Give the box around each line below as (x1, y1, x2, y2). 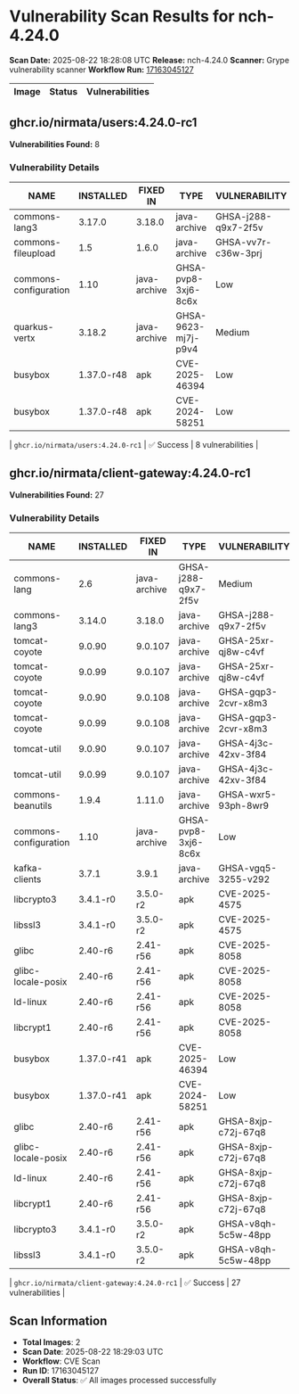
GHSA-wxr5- (218, 788, 278, 801)
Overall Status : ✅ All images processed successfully (21, 1374, 216, 1385)
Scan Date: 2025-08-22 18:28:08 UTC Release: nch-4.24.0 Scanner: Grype (9, 54, 290, 65)
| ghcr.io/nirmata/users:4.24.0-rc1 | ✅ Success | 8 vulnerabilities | (9, 440, 259, 450)
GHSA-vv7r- (214, 236, 272, 249)
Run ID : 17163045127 (21, 1365, 100, 1375)
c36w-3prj (214, 247, 263, 260)
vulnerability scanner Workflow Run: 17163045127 (9, 64, 194, 75)
